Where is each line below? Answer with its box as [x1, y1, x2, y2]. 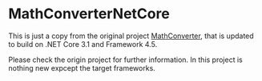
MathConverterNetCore [8, 5, 170, 23]
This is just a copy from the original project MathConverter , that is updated [8, 31, 254, 40]
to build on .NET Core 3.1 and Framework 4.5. [8, 39, 158, 48]
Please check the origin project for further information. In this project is [8, 55, 243, 64]
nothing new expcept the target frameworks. [8, 63, 156, 72]
